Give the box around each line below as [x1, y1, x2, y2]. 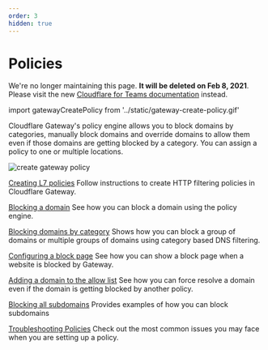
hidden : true [8, 19, 53, 28]
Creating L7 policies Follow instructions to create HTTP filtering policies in [8, 178, 255, 188]
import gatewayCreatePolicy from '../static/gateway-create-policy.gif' [8, 105, 240, 115]
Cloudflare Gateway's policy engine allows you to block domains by [8, 121, 234, 130]
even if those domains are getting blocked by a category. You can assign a [8, 139, 257, 148]
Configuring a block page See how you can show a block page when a [8, 251, 245, 261]
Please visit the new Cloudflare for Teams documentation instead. [8, 90, 228, 100]
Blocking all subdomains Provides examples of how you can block [8, 300, 228, 309]
